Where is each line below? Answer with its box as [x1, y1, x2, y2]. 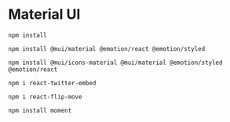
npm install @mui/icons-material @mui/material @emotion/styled [8, 59, 223, 66]
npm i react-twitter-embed [8, 79, 97, 87]
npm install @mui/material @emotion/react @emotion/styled [8, 45, 206, 52]
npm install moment [8, 106, 72, 114]
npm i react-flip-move [8, 92, 82, 101]
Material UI [8, 5, 81, 23]
